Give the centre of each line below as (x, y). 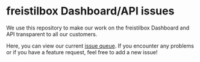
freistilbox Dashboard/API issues (90, 11)
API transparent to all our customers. (52, 34)
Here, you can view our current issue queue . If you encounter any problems (100, 46)
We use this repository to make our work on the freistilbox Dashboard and (98, 28)
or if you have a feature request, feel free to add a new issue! (82, 52)
